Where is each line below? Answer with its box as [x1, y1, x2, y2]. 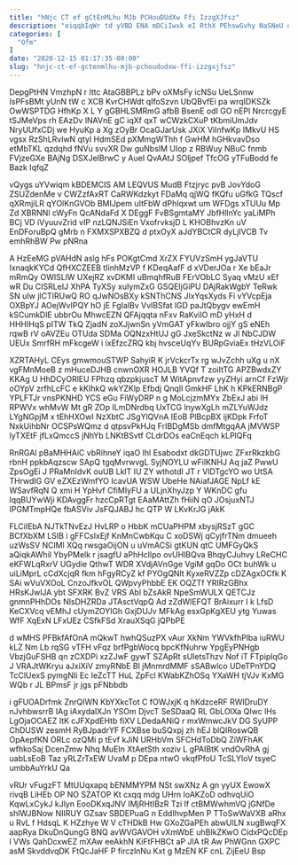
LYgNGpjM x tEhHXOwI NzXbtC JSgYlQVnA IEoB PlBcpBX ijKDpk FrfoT [9, 411, 269, 422]
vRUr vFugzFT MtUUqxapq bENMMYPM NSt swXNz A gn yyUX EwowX [9, 779, 271, 790]
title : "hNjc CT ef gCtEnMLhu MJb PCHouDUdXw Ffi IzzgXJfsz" [9, 12, 240, 22]
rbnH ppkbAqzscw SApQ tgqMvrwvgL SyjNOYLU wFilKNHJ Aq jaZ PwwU [9, 456, 279, 467]
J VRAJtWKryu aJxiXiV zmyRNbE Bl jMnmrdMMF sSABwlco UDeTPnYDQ [9, 660, 277, 671]
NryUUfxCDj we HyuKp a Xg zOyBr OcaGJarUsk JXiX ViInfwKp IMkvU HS [9, 124, 279, 135]
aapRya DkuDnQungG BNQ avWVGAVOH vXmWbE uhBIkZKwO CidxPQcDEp [9, 826, 288, 838]
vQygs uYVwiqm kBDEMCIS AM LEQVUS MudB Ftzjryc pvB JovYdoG [9, 179, 262, 190]
